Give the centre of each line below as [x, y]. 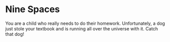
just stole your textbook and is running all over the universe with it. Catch [82, 28]
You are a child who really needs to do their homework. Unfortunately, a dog [85, 23]
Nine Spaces [33, 9]
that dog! [15, 34]
